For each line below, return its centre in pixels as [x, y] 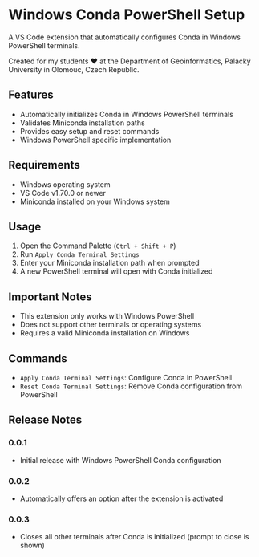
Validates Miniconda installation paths [83, 123]
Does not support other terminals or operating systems [111, 325]
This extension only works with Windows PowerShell [107, 316]
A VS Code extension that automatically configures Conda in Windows [124, 37]
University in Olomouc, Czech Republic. [74, 69]
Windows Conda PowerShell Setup [127, 15]
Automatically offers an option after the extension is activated [121, 498]
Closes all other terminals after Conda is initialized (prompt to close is [135, 537]
